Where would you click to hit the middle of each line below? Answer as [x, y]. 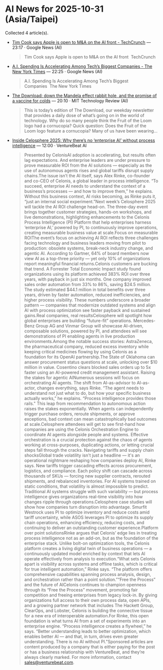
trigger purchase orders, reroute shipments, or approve [80, 414]
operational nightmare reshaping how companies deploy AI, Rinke [90, 460]
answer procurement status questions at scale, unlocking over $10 [91, 362]
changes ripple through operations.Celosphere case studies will [88, 502]
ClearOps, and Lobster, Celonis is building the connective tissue [88, 611]
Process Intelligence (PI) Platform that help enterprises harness [88, 222]
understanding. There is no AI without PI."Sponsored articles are [89, 641]
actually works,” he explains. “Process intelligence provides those [90, 398]
